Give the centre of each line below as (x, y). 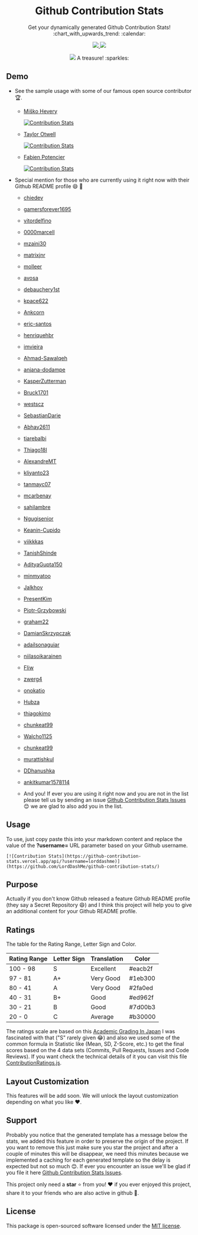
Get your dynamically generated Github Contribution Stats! (99, 27)
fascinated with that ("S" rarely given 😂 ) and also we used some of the (93, 1038)
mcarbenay (37, 496)
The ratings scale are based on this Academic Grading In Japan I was (91, 1032)
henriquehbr (39, 335)
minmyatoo (37, 576)
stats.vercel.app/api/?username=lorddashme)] (63, 861)
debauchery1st (42, 289)
